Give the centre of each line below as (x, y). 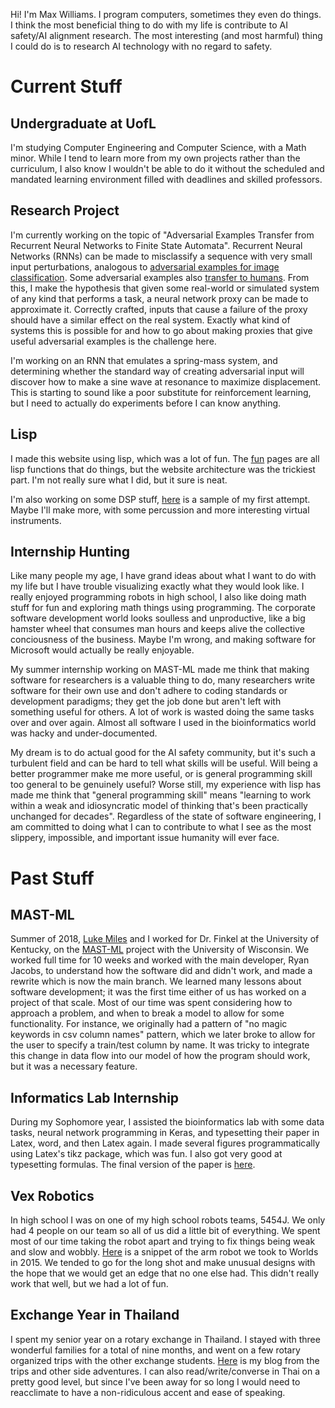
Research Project (65, 210)
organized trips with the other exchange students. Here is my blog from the (165, 1360)
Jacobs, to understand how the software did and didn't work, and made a (161, 971)
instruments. (36, 520)
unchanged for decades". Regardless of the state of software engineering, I (166, 816)
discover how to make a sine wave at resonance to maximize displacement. (166, 381)
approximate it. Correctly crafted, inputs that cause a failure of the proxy (159, 309)
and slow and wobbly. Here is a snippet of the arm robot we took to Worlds (164, 1252)
